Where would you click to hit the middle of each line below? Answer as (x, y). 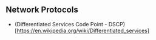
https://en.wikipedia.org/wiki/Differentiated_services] (83, 30)
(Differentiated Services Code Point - (61, 24)
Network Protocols (42, 10)
